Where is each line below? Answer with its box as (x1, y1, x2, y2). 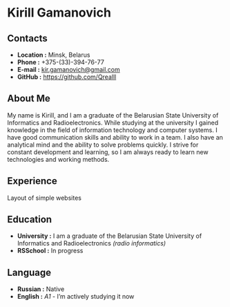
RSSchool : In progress (17, 247, 84, 255)
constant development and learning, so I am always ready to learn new (7, 147, 209, 156)
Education (7, 214, 52, 225)
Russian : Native (17, 285, 65, 293)
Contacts (7, 32, 48, 44)
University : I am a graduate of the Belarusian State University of (17, 232, 202, 240)
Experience (7, 175, 57, 187)
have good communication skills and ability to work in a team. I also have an (7, 133, 223, 141)
